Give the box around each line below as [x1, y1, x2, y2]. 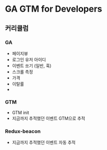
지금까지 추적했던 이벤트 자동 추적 [12, 140, 76, 146]
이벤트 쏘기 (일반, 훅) [12, 62, 52, 69]
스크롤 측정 [12, 69, 33, 75]
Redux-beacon [5, 128, 41, 135]
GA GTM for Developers [5, 3, 103, 15]
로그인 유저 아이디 [12, 56, 46, 62]
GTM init [12, 110, 30, 115]
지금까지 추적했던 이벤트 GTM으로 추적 [12, 115, 86, 121]
